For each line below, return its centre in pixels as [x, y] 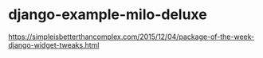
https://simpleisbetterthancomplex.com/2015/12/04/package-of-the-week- [131, 37]
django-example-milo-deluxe [108, 15]
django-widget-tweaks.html [54, 44]
